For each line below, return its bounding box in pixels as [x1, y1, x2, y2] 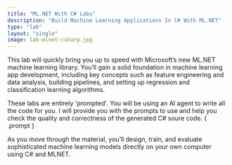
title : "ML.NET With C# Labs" [7, 10, 96, 18]
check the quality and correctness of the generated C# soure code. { [7, 114, 207, 123]
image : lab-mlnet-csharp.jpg [7, 37, 93, 44]
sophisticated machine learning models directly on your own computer [7, 143, 212, 151]
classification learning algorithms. [7, 86, 105, 94]
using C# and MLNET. [7, 150, 71, 159]
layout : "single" [7, 29, 58, 37]
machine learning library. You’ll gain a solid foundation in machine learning [7, 63, 223, 72]
